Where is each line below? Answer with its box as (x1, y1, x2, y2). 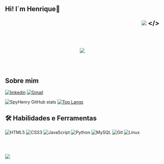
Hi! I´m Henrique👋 (5, 5, 60, 13)
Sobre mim (5, 77, 39, 85)
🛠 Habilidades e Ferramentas (5, 114, 97, 122)
